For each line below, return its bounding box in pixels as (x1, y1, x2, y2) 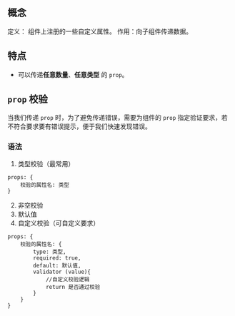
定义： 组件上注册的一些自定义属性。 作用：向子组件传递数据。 (7, 27, 193, 36)
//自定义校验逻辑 (45, 275, 90, 283)
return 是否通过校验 (45, 283, 101, 290)
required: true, (33, 254, 81, 262)
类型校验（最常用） (17, 159, 75, 168)
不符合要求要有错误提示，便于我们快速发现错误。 (7, 122, 151, 131)
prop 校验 (7, 93, 48, 106)
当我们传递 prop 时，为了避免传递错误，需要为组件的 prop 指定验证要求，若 (7, 113, 229, 122)
